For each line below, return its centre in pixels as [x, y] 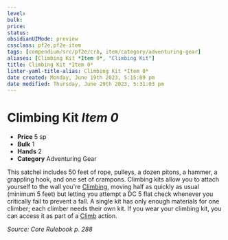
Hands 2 [30, 151]
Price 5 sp [32, 137]
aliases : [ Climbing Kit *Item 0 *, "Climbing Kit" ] [81, 58]
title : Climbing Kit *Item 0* [50, 65]
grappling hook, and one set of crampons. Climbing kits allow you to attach [113, 179]
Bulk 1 [26, 144]
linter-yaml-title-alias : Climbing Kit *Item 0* [78, 71]
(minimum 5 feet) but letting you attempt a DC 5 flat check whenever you [110, 194]
